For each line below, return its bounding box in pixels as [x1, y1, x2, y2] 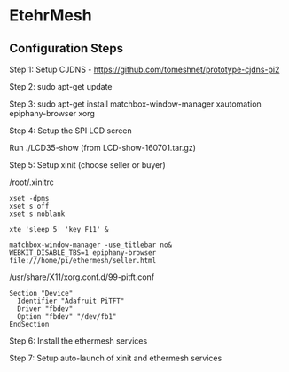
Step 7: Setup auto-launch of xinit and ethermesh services [9, 352, 223, 363]
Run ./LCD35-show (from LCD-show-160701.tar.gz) [9, 143, 197, 153]
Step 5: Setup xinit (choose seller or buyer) [9, 160, 166, 170]
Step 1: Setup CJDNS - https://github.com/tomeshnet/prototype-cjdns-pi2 [9, 64, 280, 75]
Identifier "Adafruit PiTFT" [17, 297, 125, 305]
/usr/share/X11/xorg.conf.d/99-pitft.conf [9, 272, 155, 282]
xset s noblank [9, 210, 66, 218]
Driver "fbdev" [17, 305, 74, 313]
